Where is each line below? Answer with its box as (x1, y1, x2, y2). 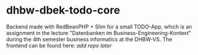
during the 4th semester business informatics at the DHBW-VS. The (6, 35, 172, 43)
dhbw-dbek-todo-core (6, 4, 120, 17)
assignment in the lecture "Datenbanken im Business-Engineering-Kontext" (6, 29, 191, 36)
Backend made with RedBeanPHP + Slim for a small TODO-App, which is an (6, 23, 192, 30)
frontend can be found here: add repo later (6, 42, 112, 49)
